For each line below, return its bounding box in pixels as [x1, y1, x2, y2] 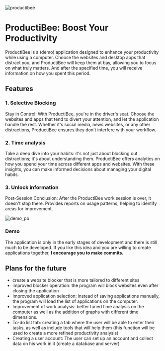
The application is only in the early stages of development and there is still [5, 239, 158, 245]
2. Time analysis [5, 139, 46, 146]
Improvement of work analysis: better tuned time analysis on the [12, 304, 144, 310]
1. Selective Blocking [5, 99, 56, 106]
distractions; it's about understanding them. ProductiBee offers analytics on [5, 156, 160, 162]
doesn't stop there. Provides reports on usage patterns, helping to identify [5, 200, 157, 206]
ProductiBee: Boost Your [5, 22, 109, 33]
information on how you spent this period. [5, 70, 91, 76]
